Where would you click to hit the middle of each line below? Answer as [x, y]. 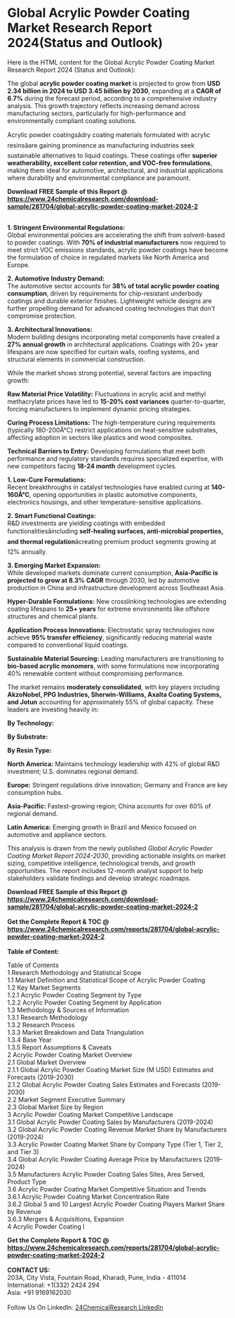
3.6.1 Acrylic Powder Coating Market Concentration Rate [88, 1196]
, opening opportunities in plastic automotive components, [113, 494]
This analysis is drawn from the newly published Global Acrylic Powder [110, 848]
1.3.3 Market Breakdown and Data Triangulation [76, 1032]
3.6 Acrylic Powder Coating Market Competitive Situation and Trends [107, 1189]
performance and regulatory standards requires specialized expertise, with [115, 458]
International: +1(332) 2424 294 [53, 1285]
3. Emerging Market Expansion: [54, 565]
